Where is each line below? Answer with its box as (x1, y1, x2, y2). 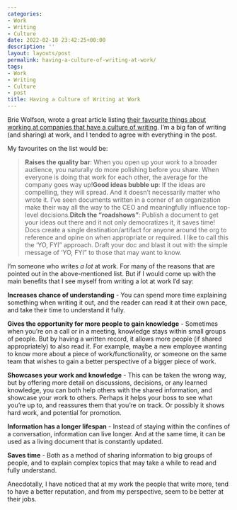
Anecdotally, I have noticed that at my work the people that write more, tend (7, 480, 229, 488)
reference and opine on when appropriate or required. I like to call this (24, 233, 229, 242)
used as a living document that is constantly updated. (7, 437, 163, 446)
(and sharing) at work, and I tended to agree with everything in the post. (7, 130, 217, 139)
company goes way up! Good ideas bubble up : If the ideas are (24, 181, 206, 188)
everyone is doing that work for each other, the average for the (24, 173, 209, 181)
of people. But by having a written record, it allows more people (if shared (7, 334, 222, 343)
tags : (7, 63, 23, 70)
